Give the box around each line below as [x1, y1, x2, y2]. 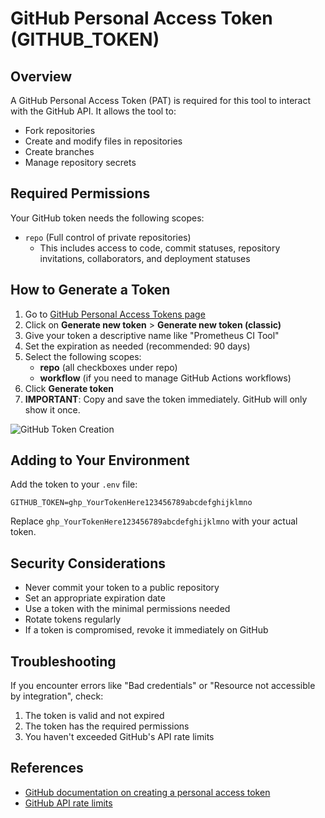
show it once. [24, 403, 81, 416]
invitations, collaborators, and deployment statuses [39, 252, 251, 264]
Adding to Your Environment [10, 452, 190, 469]
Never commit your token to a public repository [24, 582, 220, 594]
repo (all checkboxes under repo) [39, 361, 178, 373]
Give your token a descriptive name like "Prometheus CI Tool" [24, 329, 280, 341]
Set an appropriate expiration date [24, 592, 166, 604]
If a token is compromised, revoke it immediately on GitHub [24, 624, 269, 636]
